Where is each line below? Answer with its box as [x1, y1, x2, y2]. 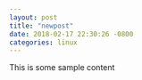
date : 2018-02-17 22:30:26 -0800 [9, 29, 134, 38]
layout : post [9, 12, 58, 22]
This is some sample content [9, 62, 115, 73]
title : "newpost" [9, 21, 74, 30]
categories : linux [9, 37, 78, 47]
